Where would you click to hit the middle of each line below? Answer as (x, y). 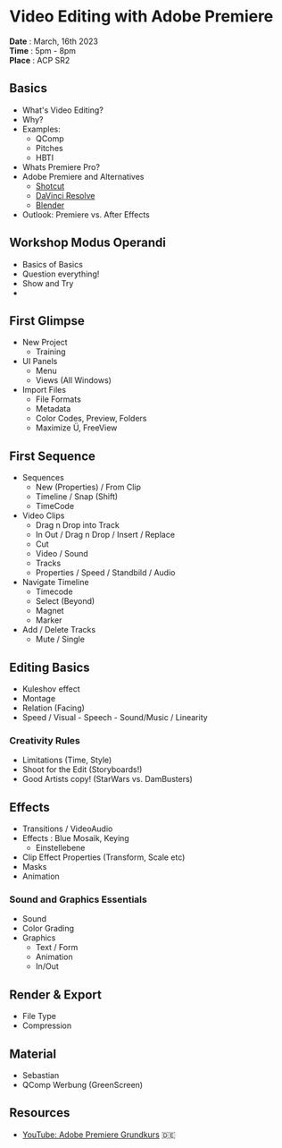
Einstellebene (60, 848)
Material (33, 1054)
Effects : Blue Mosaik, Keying (75, 838)
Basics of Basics (52, 264)
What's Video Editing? (63, 110)
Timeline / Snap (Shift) (77, 497)
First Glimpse (47, 321)
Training (50, 352)
